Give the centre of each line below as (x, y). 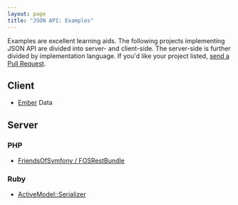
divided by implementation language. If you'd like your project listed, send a (119, 56)
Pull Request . (27, 63)
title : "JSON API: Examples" (51, 21)
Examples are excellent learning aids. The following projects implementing (117, 40)
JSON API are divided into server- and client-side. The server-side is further (119, 48)
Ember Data (35, 103)
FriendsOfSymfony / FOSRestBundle (71, 161)
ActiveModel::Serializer (52, 194)
